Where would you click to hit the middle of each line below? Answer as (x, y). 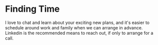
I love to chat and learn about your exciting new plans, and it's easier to (77, 22)
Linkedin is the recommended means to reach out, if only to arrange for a (79, 33)
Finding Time (32, 9)
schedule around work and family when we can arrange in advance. (74, 27)
